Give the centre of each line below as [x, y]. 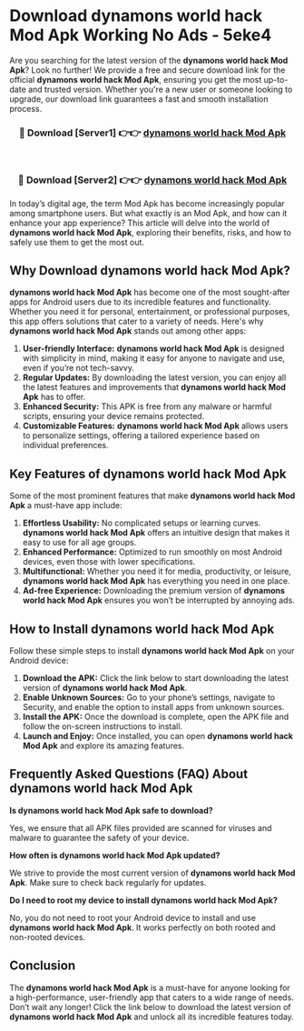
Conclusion [43, 966]
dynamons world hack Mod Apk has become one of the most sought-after [150, 293]
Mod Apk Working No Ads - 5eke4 [141, 35]
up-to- [276, 79]
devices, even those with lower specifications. [109, 562]
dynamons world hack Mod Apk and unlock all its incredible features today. [152, 1016]
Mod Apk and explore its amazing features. [103, 746]
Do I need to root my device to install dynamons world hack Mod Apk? [144, 900]
